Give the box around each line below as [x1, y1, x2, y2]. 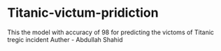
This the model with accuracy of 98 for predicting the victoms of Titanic [7, 28, 215, 36]
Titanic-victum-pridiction [7, 5, 159, 21]
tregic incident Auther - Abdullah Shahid [7, 35, 124, 43]
